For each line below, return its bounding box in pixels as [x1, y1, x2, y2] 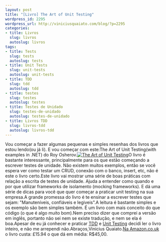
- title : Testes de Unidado [5, 105, 63, 110]
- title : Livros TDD [5, 118, 48, 123]
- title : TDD [5, 77, 32, 82]
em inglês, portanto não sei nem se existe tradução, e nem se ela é [5, 215, 142, 222]
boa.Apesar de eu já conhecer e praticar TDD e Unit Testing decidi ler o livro [5, 221, 161, 227]
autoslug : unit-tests [9, 72, 55, 77]
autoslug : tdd [9, 86, 39, 91]
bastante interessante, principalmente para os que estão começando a [5, 157, 150, 163]
